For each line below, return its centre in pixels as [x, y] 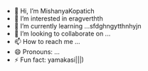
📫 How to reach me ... [47, 42]
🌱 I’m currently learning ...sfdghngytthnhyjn [78, 26]
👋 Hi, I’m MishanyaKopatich [54, 11]
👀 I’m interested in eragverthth [58, 18]
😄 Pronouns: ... [37, 52]
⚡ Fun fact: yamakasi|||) [49, 60]
